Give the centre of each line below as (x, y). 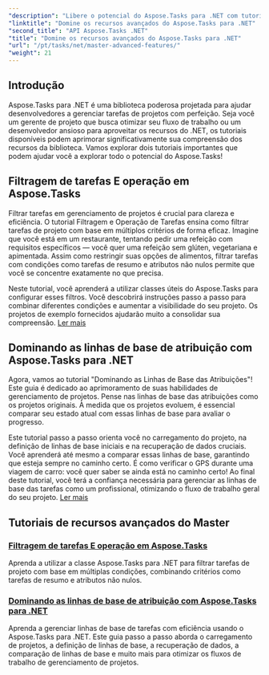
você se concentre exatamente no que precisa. (86, 273)
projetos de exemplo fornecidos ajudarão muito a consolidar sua (114, 314)
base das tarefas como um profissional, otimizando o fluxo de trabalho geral (134, 489)
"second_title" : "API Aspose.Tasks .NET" (78, 30)
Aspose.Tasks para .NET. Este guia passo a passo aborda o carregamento (130, 637)
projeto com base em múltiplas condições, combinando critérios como (125, 571)
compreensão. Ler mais (47, 323)
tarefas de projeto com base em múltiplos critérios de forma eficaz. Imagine (133, 230)
